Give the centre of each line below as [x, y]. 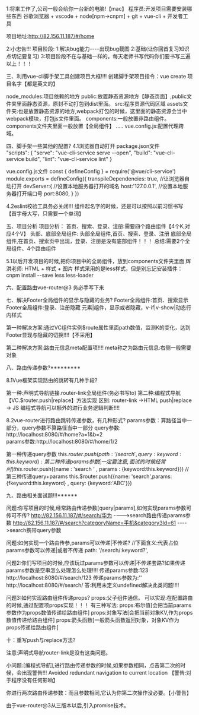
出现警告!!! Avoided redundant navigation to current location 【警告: [104, 673]
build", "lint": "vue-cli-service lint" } [69, 159]
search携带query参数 [36, 530]
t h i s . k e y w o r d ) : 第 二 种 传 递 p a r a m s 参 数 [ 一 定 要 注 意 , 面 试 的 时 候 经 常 [86, 461]
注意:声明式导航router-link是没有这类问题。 [59, 653]
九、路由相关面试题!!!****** [42, 495]
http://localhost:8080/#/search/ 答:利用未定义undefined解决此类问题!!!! [93, 585]
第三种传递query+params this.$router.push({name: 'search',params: [89, 476]
